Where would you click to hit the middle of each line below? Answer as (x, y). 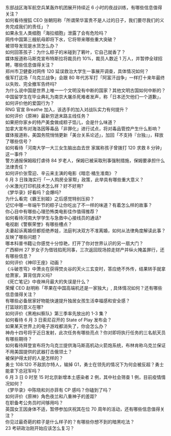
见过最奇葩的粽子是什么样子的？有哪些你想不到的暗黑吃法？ (72, 422)
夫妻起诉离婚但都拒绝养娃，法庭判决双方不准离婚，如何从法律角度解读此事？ (85, 230)
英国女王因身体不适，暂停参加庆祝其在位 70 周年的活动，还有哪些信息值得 (83, 409)
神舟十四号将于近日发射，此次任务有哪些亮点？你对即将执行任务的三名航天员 (85, 332)
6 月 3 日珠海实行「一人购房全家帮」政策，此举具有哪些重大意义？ (75, 179)
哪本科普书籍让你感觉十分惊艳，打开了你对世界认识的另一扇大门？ (74, 243)
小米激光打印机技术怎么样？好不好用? (45, 186)
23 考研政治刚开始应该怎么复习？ (40, 428)
